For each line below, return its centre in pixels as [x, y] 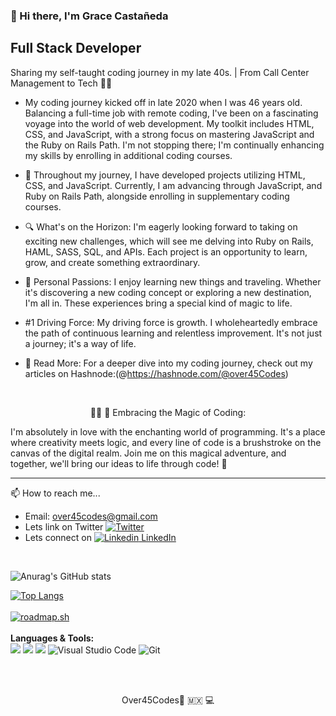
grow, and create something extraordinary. [112, 262]
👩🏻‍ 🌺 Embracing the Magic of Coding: [168, 412]
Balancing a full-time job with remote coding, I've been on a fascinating [171, 113]
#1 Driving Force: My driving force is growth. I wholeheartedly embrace [171, 322]
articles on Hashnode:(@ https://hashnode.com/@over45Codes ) [156, 373]
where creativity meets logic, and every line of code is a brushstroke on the [166, 442]
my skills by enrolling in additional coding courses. [128, 155]
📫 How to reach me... [55, 493]
